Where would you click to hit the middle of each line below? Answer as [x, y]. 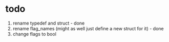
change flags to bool [34, 34]
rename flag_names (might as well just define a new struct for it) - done [88, 28]
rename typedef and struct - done [49, 23]
